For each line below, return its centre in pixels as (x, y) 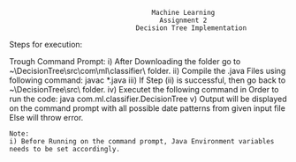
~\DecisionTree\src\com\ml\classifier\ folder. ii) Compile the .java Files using (148, 71)
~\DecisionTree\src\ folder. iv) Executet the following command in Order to (144, 89)
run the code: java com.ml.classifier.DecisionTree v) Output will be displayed (148, 99)
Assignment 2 (183, 20)
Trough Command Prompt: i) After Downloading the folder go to (125, 61)
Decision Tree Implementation (191, 28)
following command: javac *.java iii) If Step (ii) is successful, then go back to (148, 80)
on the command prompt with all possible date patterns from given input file (147, 108)
